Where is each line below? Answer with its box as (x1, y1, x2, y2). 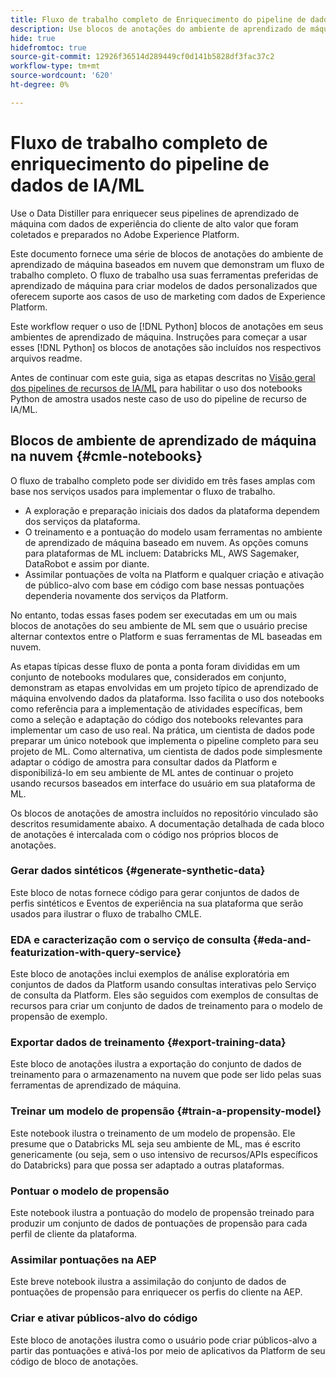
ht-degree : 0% (10, 80, 70, 90)
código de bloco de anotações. (10, 1355, 139, 1367)
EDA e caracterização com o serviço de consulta (10, 932, 251, 946)
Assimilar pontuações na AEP (10, 1252, 157, 1266)
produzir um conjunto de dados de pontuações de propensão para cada (10, 1217, 308, 1229)
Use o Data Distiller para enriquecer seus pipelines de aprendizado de (10, 207, 300, 219)
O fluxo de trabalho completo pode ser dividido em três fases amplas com (10, 474, 316, 486)
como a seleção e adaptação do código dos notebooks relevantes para (10, 713, 304, 725)
